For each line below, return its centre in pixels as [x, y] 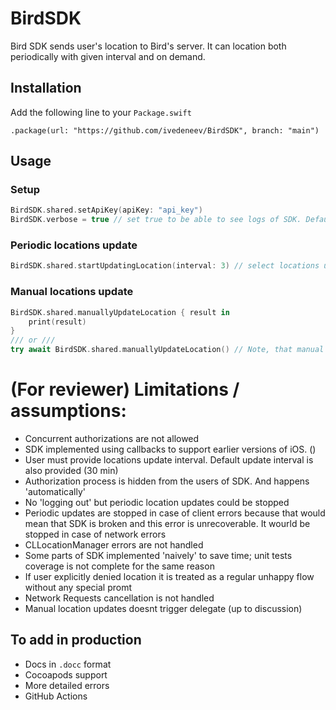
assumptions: [68, 411]
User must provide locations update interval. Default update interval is [169, 459]
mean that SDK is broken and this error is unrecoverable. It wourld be [167, 523]
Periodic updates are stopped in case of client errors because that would [175, 513]
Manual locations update [72, 292]
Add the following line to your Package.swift [101, 112]
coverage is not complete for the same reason [119, 566]
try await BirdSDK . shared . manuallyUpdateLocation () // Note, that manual [167, 350]
